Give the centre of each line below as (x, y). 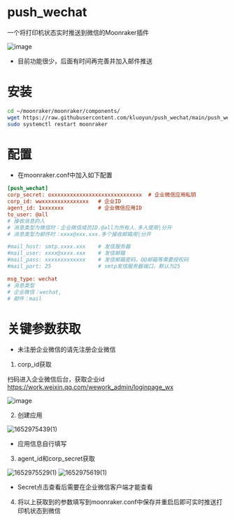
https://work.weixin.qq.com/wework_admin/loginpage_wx (90, 387)
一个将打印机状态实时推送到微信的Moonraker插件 (78, 32)
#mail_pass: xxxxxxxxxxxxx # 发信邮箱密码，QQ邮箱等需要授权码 (98, 260)
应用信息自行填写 (42, 444)
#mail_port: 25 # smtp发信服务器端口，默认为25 (94, 266)
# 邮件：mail (24, 299)
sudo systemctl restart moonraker (58, 124)
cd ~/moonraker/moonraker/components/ (64, 111)
